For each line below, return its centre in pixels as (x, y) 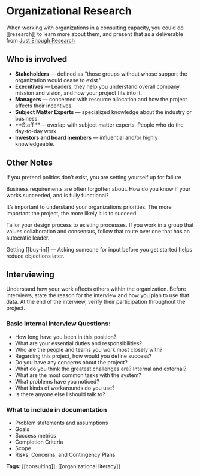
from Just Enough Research (40, 40)
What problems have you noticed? (57, 381)
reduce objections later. (35, 256)
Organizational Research (69, 11)
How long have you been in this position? (66, 337)
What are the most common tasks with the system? (78, 375)
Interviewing (31, 274)
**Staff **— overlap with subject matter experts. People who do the (99, 125)
